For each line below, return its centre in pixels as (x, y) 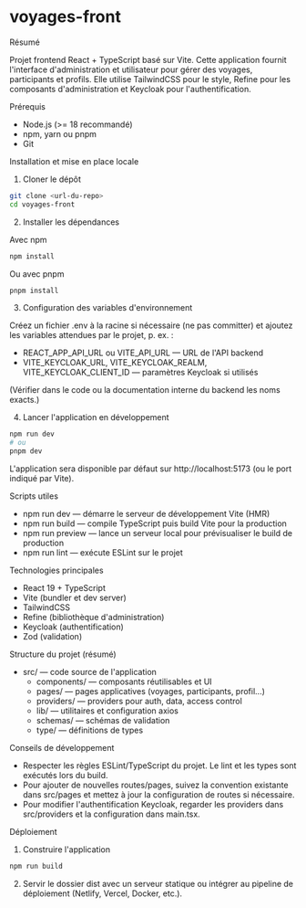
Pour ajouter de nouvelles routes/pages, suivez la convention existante (155, 785)
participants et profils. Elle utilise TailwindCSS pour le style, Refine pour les (150, 79)
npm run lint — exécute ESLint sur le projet (103, 553)
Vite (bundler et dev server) (75, 598)
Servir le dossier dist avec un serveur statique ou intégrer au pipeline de (158, 883)
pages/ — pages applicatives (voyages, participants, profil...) (151, 692)
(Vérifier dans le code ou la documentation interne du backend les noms (145, 390)
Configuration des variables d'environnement (107, 308)
